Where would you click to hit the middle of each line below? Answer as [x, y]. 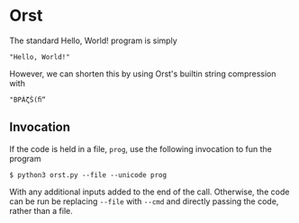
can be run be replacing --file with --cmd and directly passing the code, [144, 201]
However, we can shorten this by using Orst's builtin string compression [143, 74]
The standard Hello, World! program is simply [93, 40]
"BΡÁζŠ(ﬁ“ [28, 100]
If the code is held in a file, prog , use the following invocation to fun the [141, 148]
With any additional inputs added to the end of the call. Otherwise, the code [149, 192]
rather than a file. [41, 210]
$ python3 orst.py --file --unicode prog [88, 175]
